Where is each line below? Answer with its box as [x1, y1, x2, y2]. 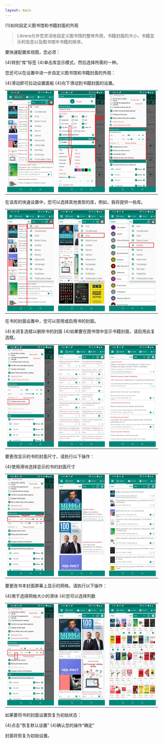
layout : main [5, 8, 32, 13]
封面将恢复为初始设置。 [5, 733, 52, 739]
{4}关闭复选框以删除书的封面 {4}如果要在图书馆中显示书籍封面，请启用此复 [5, 328, 155, 334]
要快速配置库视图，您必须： [5, 49, 61, 55]
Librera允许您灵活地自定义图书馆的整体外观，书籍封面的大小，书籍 [16, 33, 150, 38]
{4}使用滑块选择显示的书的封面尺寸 [5, 464, 75, 470]
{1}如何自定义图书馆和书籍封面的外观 [5, 22, 79, 28]
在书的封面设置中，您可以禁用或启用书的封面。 [5, 318, 98, 324]
